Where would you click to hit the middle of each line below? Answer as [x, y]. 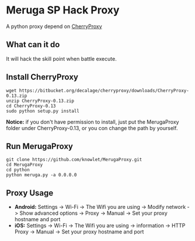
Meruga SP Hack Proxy [63, 10]
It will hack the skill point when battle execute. [61, 58]
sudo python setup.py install [43, 111]
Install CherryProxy [42, 77]
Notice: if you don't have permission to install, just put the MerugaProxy [93, 122]
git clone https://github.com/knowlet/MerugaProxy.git [74, 160]
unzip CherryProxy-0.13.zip [40, 101]
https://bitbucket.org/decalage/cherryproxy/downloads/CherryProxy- [104, 90]
